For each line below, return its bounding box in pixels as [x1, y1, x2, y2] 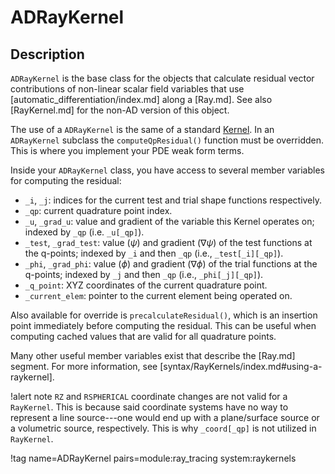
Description [10, 46, 85, 63]
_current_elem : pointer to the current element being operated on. [24, 290, 293, 301]
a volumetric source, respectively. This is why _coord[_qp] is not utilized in [10, 422, 317, 434]
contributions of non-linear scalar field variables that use [10, 83, 245, 95]
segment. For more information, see [10, 361, 158, 372]
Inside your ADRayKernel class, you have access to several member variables [10, 164, 325, 176]
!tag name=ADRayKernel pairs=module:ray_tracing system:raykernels [10, 452, 297, 464]
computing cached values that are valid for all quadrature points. [10, 331, 277, 342]
